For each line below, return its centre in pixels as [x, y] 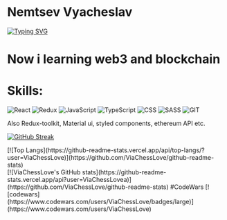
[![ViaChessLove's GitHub [44, 172]
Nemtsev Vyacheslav [70, 12]
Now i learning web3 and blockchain [114, 59]
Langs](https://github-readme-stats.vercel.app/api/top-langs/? [116, 150]
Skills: [25, 91]
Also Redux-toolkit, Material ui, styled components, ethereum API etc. [106, 123]
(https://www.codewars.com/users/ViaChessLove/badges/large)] [100, 202]
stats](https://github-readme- [124, 172]
